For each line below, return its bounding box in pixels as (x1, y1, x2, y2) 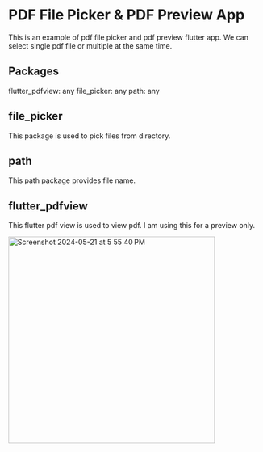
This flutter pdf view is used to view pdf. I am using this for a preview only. (8, 221, 256, 230)
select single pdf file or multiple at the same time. (8, 40, 173, 50)
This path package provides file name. (8, 175, 136, 185)
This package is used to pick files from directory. (8, 131, 171, 141)
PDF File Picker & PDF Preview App (8, 6, 245, 24)
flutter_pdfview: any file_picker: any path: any (8, 86, 160, 95)
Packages (8, 65, 59, 78)
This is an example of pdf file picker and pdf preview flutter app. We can (8, 32, 248, 42)
